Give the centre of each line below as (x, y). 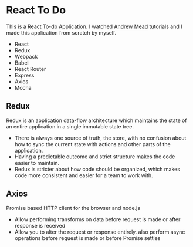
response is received (40, 225)
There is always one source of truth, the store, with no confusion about (100, 138)
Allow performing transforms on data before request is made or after (97, 219)
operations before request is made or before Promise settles (87, 238)
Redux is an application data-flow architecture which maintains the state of (97, 120)
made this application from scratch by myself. (61, 32)
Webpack (26, 56)
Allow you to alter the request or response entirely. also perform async (100, 232)
